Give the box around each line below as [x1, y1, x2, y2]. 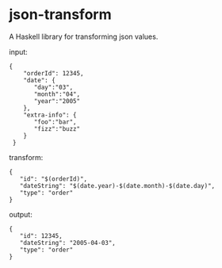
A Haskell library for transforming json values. [9, 32, 159, 41]
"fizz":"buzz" [33, 124, 81, 132]
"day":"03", [33, 83, 74, 91]
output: [9, 209, 33, 219]
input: [9, 47, 29, 56]
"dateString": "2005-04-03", [19, 239, 116, 247]
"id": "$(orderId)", [19, 174, 88, 183]
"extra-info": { [23, 111, 78, 119]
